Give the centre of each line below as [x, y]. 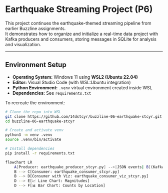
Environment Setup [36, 65]
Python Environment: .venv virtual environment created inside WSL [82, 87]
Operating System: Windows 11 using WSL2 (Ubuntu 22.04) [75, 77]
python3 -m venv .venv [29, 135]
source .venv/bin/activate [33, 140]
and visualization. [23, 44]
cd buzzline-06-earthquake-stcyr [40, 121]
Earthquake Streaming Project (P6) [79, 9]
